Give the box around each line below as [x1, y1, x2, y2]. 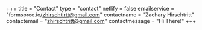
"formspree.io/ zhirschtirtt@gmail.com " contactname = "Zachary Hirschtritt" [6, 11, 195, 18]
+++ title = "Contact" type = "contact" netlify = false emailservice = [6, 5, 175, 12]
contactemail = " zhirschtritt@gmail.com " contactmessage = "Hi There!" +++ [6, 18, 197, 24]
